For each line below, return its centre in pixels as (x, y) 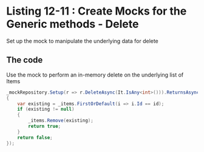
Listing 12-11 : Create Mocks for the (97, 11)
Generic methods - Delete (73, 24)
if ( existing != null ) (46, 109)
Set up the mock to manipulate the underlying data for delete (83, 41)
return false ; (35, 137)
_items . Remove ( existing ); (61, 121)
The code (25, 60)
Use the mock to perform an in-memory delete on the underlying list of (95, 75)
